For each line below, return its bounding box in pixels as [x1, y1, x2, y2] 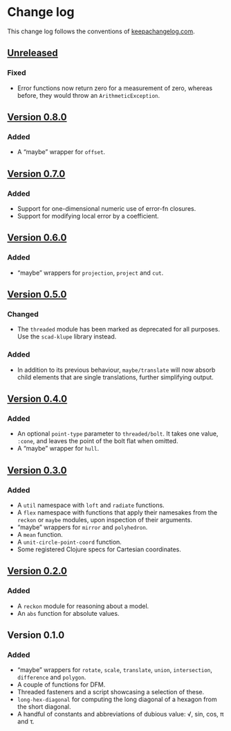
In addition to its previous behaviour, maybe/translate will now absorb [17, 365, 216, 374]
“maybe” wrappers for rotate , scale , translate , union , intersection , [17, 666, 213, 674]
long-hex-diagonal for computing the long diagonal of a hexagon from [17, 695, 217, 704]
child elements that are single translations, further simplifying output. [17, 372, 214, 381]
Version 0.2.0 [7, 565, 68, 577]
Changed [7, 309, 39, 319]
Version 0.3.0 [7, 464, 67, 476]
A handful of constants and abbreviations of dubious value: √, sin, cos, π [17, 710, 224, 719]
